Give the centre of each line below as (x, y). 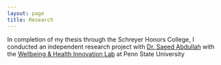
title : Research (30, 20)
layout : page (26, 13)
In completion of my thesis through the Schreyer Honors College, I (101, 39)
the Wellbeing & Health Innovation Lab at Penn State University (96, 54)
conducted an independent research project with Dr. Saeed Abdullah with (111, 47)
